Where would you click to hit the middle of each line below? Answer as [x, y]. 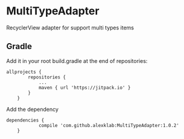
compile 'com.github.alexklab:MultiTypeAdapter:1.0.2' [109, 125]
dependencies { [25, 120]
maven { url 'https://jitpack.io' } [84, 87]
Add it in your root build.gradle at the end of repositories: [77, 61]
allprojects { [24, 72]
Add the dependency [33, 109]
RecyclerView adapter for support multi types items [70, 28]
